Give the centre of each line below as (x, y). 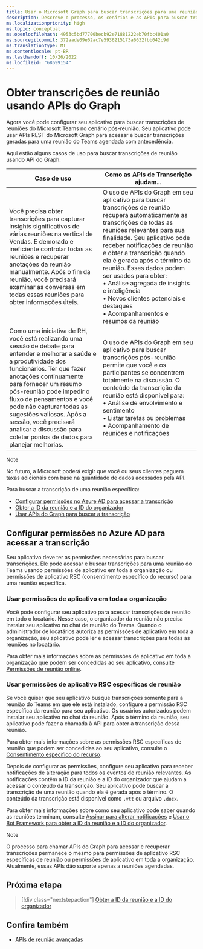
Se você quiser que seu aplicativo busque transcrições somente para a (95, 698)
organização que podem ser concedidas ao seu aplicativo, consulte (91, 662)
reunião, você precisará (43, 279)
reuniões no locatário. (34, 644)
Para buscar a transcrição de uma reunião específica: (73, 490)
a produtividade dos (38, 361)
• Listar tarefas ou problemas (144, 418)
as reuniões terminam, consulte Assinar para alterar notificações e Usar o (98, 816)
